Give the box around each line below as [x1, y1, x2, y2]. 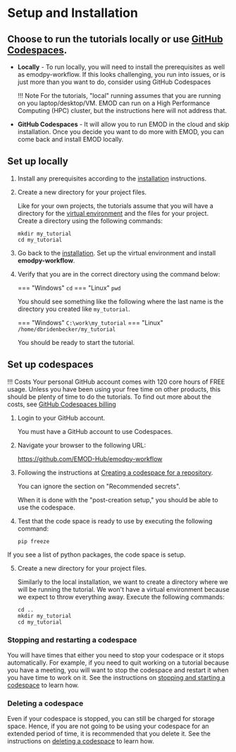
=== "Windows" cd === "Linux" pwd [17, 284, 121, 292]
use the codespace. [17, 503, 75, 511]
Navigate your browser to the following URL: [17, 441, 147, 449]
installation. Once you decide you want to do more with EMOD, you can [17, 128, 224, 135]
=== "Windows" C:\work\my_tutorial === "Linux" [17, 318, 163, 327]
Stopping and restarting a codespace [7, 635, 137, 645]
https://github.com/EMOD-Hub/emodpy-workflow [17, 454, 163, 463]
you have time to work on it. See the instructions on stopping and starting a [7, 673, 225, 681]
